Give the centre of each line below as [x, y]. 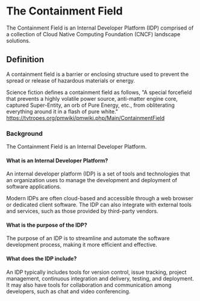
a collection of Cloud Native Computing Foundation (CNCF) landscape [93, 34]
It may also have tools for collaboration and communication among [89, 285]
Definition [25, 59]
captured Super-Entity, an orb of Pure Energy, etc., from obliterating [90, 105]
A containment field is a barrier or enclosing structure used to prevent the [98, 74]
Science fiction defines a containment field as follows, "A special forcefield [99, 92]
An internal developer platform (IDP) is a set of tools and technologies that [98, 174]
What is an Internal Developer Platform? [57, 160]
